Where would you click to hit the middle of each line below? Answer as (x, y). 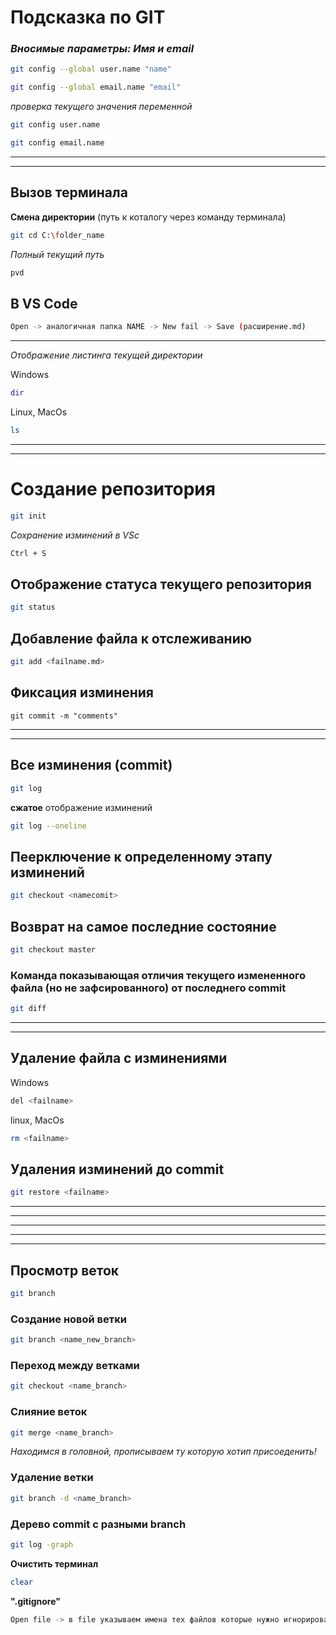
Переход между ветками (75, 1365)
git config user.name (55, 125)
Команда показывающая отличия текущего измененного (158, 975)
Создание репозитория (113, 489)
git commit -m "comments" (64, 716)
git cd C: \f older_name (57, 235)
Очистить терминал (54, 1563)
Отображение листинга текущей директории (106, 355)
